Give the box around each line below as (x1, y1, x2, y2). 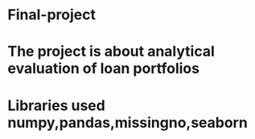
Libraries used (7, 96, 105, 114)
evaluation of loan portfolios (7, 59, 200, 78)
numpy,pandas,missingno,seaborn (7, 113, 249, 132)
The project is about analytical (7, 43, 215, 61)
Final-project (7, 6, 96, 24)
